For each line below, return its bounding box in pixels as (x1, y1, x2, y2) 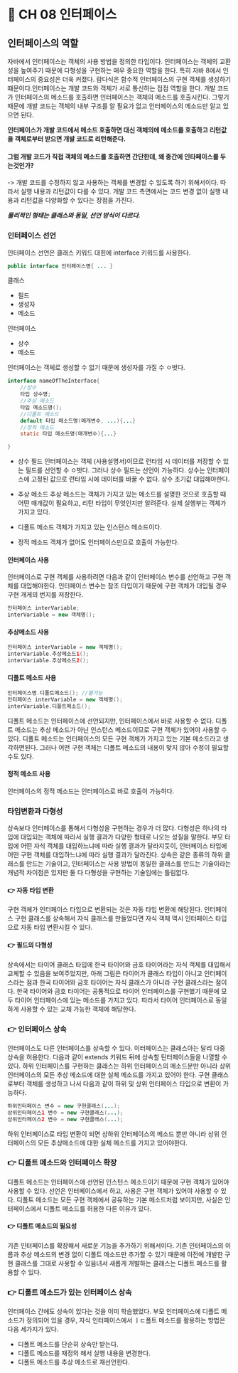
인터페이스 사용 (7, 556, 50, 564)
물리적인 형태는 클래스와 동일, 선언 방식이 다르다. (7, 211, 141, 220)
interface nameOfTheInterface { (7, 378, 100, 385)
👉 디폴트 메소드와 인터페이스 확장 (7, 1157, 117, 1167)
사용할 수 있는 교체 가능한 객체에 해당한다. (20, 1004, 136, 1013)
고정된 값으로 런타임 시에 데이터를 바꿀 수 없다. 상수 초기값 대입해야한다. (31, 475, 230, 484)
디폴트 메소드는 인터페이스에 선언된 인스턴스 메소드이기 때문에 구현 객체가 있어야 (7, 1177, 229, 1186)
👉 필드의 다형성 (7, 940, 53, 950)
